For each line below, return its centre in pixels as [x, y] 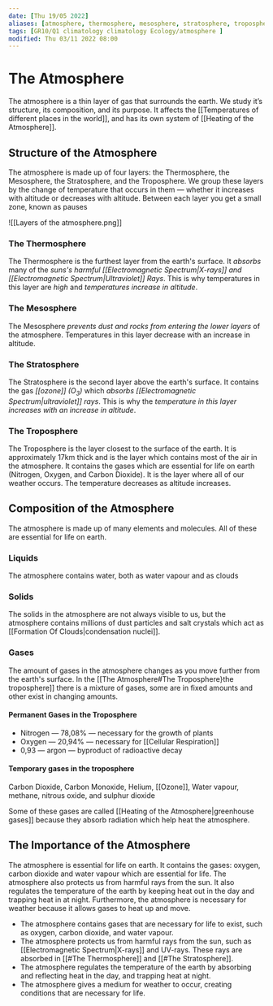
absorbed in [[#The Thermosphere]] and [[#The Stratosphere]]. [127, 958]
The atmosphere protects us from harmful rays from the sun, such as [136, 941]
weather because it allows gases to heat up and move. [100, 908]
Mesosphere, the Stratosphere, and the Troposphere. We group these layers [136, 181]
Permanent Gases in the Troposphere [73, 715]
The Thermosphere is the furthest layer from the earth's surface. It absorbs [135, 262]
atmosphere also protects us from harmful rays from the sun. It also [121, 882]
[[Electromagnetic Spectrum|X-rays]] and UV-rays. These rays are [131, 950]
